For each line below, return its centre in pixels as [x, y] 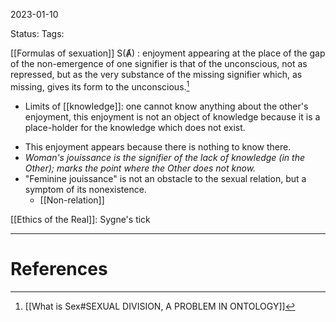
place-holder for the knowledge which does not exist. [135, 127]
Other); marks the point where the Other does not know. [140, 168]
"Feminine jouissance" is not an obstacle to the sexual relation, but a [165, 178]
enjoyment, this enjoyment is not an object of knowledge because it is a [172, 116]
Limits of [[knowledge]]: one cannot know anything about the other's [166, 106]
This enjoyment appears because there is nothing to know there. [158, 146]
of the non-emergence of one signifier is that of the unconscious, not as [159, 63]
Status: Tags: [37, 33]
